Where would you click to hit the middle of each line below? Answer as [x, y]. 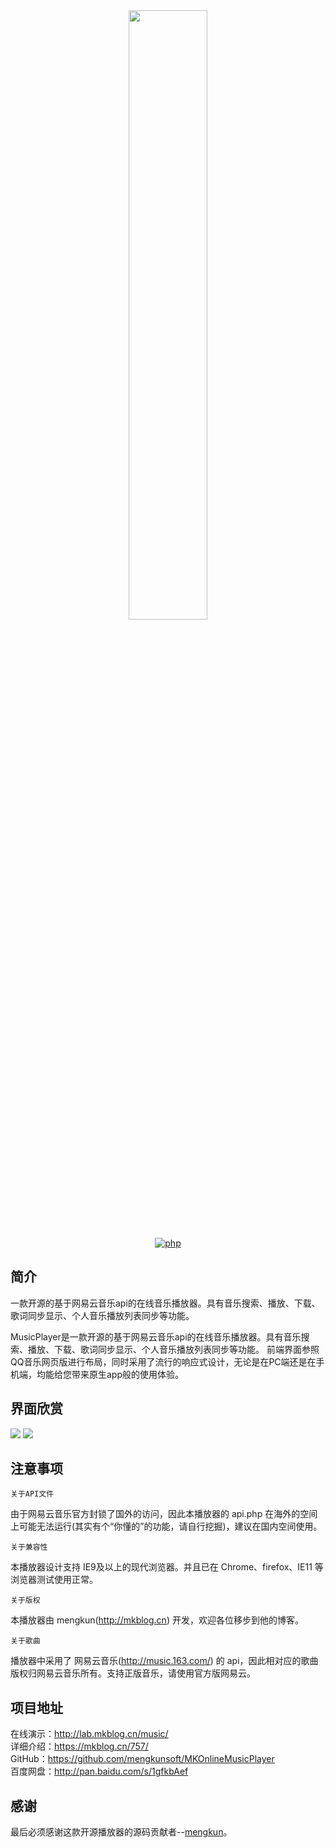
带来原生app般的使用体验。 [128, 1374]
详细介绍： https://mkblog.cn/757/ [79, 1746]
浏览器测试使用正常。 [54, 1580]
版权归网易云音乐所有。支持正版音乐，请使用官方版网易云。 [133, 1673]
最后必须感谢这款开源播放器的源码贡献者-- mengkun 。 [121, 1832]
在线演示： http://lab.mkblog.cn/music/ [89, 1734]
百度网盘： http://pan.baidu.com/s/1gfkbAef [99, 1771]
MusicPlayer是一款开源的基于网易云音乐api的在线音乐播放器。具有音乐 [156, 1336]
